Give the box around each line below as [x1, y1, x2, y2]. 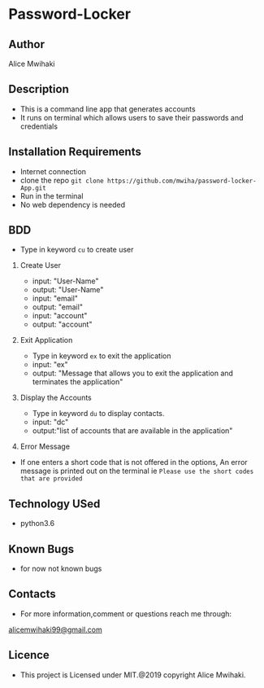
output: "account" [32, 319, 93, 330]
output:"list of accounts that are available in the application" [32, 426, 233, 436]
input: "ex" [32, 360, 68, 370]
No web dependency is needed [19, 199, 126, 209]
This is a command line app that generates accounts [19, 103, 197, 114]
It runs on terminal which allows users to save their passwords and [19, 112, 244, 122]
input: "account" [32, 311, 88, 321]
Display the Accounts [19, 392, 92, 403]
